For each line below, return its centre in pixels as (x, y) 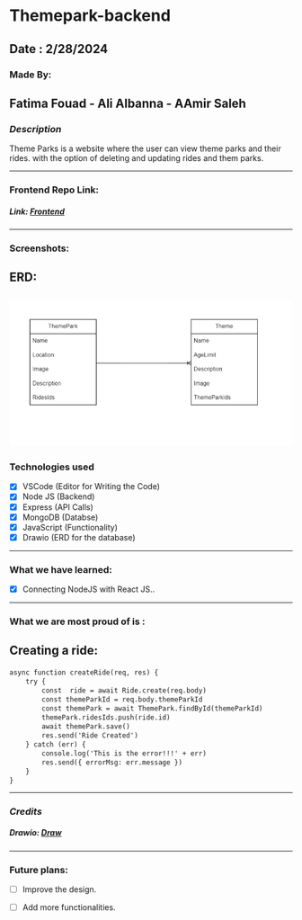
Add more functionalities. (69, 907)
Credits (26, 811)
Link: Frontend (37, 211)
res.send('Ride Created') (90, 735)
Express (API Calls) (58, 507)
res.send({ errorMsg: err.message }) (112, 762)
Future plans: (39, 870)
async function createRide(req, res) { (84, 672)
